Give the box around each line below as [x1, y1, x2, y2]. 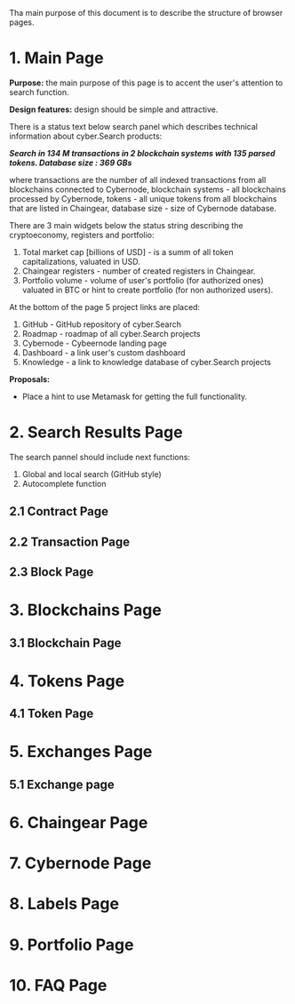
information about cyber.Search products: [9, 131, 163, 141]
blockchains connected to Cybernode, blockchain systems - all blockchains [9, 184, 286, 195]
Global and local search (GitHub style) [21, 468, 162, 479]
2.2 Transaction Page [9, 534, 131, 549]
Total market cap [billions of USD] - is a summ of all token [21, 246, 234, 257]
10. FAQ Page [9, 975, 108, 995]
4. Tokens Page [9, 671, 125, 691]
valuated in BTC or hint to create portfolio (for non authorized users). [21, 284, 274, 295]
